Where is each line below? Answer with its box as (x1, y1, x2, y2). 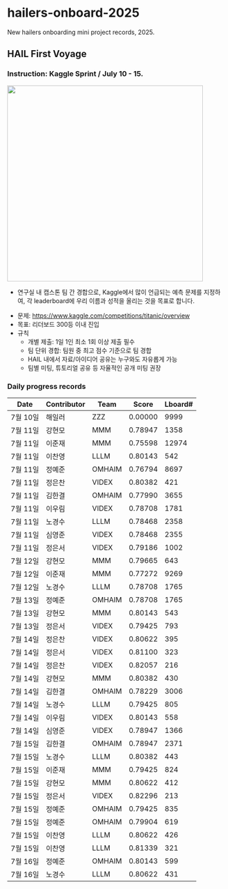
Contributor (45, 399, 85, 409)
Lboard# (164, 399, 193, 409)
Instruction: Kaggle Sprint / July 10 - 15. (7, 69, 144, 79)
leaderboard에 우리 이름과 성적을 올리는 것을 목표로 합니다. (33, 296, 195, 304)
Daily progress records (7, 381, 86, 391)
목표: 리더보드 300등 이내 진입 (17, 320, 99, 328)
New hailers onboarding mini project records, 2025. (7, 28, 155, 36)
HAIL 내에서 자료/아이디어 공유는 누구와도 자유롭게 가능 (27, 355, 178, 363)
